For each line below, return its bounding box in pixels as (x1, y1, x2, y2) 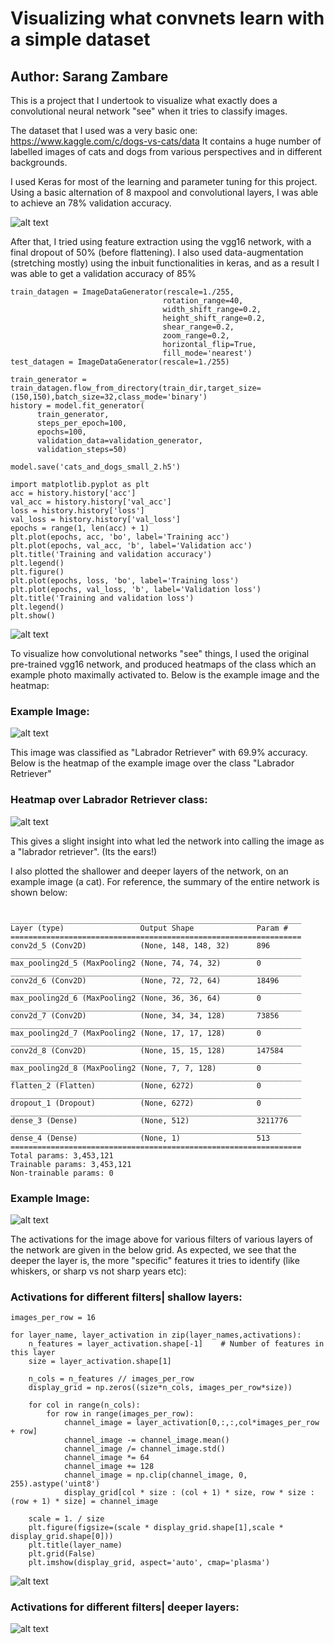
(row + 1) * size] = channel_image (10, 1497, 159, 1507)
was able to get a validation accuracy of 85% (10, 268, 197, 279)
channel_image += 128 (63, 1462, 155, 1472)
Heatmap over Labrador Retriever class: (10, 793, 208, 807)
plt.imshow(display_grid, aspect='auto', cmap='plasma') (28, 1558, 271, 1568)
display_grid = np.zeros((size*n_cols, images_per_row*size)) (28, 1383, 293, 1393)
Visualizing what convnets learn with (10, 7, 325, 30)
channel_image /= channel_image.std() (63, 1444, 226, 1454)
